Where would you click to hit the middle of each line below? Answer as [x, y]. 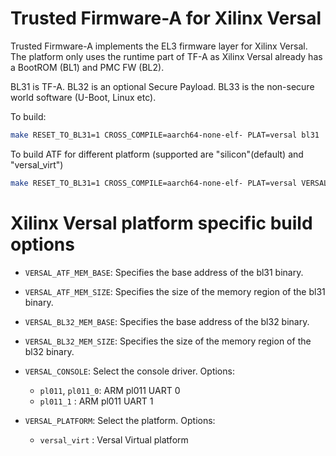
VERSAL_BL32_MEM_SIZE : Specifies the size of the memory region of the [168, 341]
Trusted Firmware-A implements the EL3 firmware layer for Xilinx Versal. [159, 46]
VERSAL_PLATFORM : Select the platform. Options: [120, 420]
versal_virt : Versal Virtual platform [114, 439]
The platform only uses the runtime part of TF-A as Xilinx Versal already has [166, 56]
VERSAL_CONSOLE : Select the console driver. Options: [129, 371]
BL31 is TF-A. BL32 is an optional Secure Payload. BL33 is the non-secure [162, 86]
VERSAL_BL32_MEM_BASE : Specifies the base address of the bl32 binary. [167, 321]
